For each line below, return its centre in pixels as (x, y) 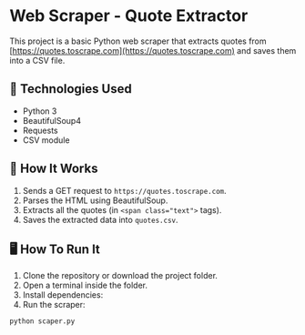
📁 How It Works (54, 169)
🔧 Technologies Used (71, 89)
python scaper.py (42, 321)
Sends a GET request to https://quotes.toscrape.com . (124, 190)
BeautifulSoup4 (52, 120)
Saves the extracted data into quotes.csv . (101, 219)
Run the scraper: (54, 305)
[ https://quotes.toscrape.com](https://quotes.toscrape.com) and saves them (153, 50)
